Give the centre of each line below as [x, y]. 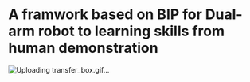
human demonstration [83, 48]
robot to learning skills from [132, 31]
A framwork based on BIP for [105, 15]
